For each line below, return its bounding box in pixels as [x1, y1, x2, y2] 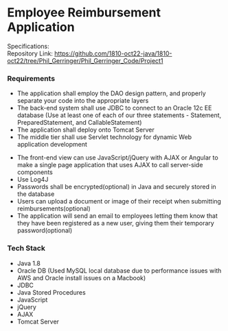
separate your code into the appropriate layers [16, 97, 149, 105]
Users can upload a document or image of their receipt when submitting [16, 197, 222, 206]
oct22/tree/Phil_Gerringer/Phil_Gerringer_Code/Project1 [7, 56, 163, 64]
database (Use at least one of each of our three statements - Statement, [16, 111, 222, 119]
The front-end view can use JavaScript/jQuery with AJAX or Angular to [16, 154, 218, 162]
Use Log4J [16, 175, 49, 184]
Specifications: [7, 42, 49, 50]
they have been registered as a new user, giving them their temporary [16, 219, 214, 228]
